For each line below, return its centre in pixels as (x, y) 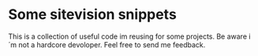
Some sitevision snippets (93, 15)
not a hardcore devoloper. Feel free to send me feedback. (112, 44)
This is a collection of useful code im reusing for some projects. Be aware (127, 36)
